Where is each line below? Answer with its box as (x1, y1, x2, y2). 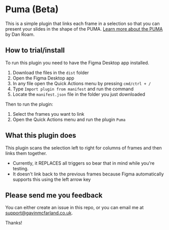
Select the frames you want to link (12, 111, 84, 117)
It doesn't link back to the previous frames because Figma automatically (12, 171, 164, 177)
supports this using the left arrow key (12, 176, 91, 182)
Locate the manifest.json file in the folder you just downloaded (12, 91, 146, 97)
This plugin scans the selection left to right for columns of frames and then (5, 144, 162, 151)
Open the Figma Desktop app (12, 75, 75, 81)
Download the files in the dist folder (12, 69, 89, 75)
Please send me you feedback (5, 191, 103, 199)
